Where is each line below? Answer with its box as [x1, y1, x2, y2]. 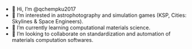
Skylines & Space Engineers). [11, 18, 84, 24]
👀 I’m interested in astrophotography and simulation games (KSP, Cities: [11, 12, 187, 19]
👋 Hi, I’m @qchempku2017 [11, 6, 76, 12]
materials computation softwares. [11, 37, 93, 43]
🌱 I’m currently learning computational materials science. [11, 24, 151, 31]
